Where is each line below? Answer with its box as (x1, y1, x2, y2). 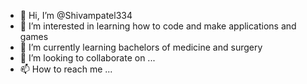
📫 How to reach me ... (19, 63, 113, 75)
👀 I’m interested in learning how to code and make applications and (19, 20, 297, 32)
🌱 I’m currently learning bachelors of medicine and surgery (19, 41, 263, 53)
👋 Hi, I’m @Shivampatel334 (19, 10, 133, 21)
